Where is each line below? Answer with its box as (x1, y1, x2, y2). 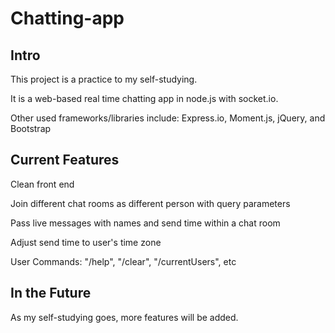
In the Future (10, 285, 92, 302)
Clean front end (10, 178, 75, 190)
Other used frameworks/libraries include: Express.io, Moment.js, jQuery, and (10, 112, 326, 124)
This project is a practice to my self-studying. (10, 73, 198, 85)
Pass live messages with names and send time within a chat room (10, 217, 281, 229)
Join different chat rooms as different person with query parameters (10, 197, 291, 209)
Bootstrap (10, 123, 52, 134)
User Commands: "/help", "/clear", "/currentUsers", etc (10, 255, 237, 267)
